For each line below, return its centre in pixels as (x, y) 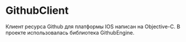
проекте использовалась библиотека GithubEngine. (70, 32)
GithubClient (37, 11)
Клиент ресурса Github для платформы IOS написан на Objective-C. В (93, 26)
